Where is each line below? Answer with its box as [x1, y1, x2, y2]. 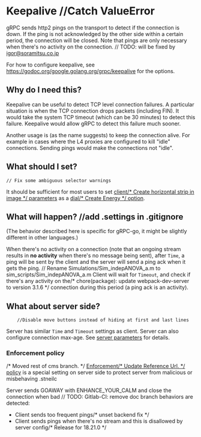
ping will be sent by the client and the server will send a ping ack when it [6, 258, 186, 266]
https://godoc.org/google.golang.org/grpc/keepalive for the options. [6, 67, 175, 74]
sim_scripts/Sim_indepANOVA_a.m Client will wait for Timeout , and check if [6, 271, 191, 278]
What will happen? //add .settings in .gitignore [6, 212, 184, 222]
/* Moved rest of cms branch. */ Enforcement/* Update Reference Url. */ [6, 363, 185, 370]
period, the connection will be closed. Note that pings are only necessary [6, 37, 187, 44]
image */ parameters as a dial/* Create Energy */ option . [6, 194, 145, 201]
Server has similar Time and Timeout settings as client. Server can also [6, 328, 179, 335]
